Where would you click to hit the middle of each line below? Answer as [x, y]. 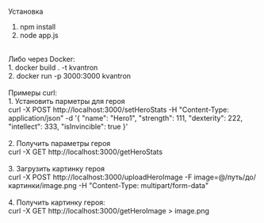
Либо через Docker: [42, 59]
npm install [38, 27]
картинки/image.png [42, 185]
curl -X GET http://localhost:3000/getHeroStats [86, 152]
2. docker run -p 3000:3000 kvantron [70, 76]
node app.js [39, 35]
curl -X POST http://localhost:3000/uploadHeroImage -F [100, 177]
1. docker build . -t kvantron [53, 67]
